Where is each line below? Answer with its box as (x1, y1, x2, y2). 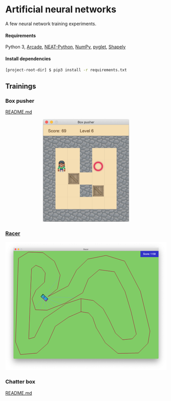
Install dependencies (5, 55, 51, 62)
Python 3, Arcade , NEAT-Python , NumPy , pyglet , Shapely (5, 44, 126, 50)
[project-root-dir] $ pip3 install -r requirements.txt (5, 68, 127, 73)
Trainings (5, 82, 36, 90)
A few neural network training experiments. (5, 21, 96, 27)
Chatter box (5, 378, 36, 386)
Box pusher (5, 97, 35, 104)
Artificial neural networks (5, 4, 117, 15)
